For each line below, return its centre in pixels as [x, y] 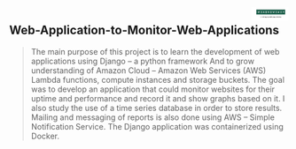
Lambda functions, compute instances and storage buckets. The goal [158, 79]
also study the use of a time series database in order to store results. [156, 108]
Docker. [45, 136]
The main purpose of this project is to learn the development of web [155, 51]
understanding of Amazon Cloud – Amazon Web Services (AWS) [148, 70]
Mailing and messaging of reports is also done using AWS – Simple [152, 117]
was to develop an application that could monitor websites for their [153, 89]
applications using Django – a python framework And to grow [143, 61]
